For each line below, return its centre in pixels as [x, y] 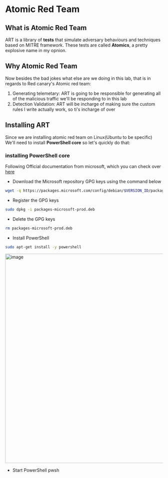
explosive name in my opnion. [36, 50]
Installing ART [27, 125]
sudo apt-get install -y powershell [43, 247]
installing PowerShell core [37, 155]
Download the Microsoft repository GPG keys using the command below [87, 181]
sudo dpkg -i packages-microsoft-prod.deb [50, 209]
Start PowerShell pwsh [36, 470]
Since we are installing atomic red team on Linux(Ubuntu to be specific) [79, 137]
